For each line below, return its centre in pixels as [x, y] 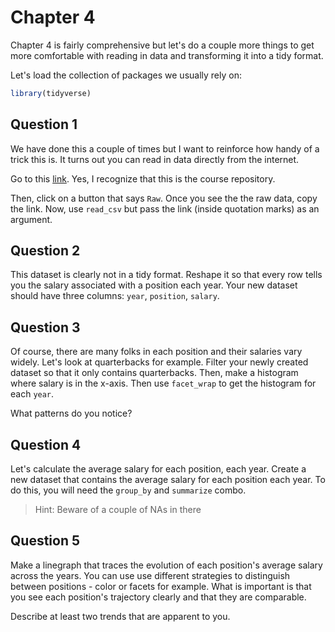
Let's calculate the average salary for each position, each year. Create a [158, 469]
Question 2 [45, 251]
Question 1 [44, 124]
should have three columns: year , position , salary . [115, 296]
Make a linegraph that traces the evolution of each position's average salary [166, 565]
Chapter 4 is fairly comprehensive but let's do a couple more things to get [162, 45]
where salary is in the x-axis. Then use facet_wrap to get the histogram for [163, 383]
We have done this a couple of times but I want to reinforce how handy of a [165, 148]
